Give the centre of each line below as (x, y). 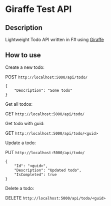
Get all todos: (19, 104)
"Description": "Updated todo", (48, 170)
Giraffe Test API (38, 9)
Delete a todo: (19, 188)
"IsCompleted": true (35, 175)
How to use (23, 55)
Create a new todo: (25, 67)
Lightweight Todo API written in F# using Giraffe (54, 39)
